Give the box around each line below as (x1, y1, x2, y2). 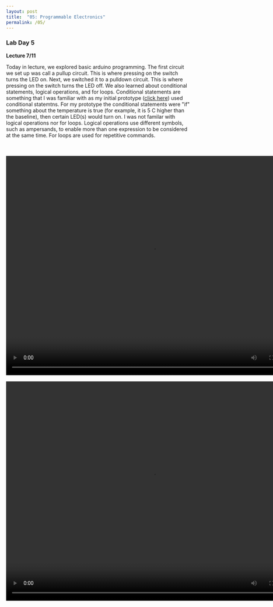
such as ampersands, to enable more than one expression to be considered (6, 125, 188, 132)
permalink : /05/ (6, 19, 45, 25)
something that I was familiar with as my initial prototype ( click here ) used (6, 94, 183, 101)
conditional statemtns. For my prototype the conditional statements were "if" (6, 101, 190, 108)
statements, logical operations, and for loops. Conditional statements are (6, 88, 181, 95)
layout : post (6, 8, 38, 15)
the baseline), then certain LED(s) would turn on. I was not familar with (6, 113, 176, 120)
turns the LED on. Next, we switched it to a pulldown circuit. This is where (6, 75, 183, 82)
